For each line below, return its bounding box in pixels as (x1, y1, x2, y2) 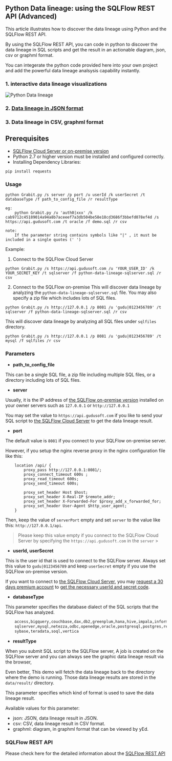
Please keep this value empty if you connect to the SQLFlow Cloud (17, 532, 159, 538)
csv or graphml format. (5, 52, 54, 58)
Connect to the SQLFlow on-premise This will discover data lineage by (12, 284, 162, 290)
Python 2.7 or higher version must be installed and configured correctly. (12, 153, 165, 160)
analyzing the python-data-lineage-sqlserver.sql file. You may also (12, 289, 157, 296)
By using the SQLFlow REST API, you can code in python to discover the (5, 41, 158, 47)
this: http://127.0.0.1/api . (5, 522, 63, 529)
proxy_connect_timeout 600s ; (24, 472, 88, 477)
